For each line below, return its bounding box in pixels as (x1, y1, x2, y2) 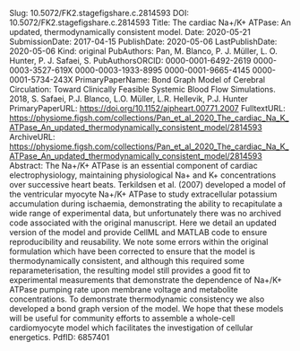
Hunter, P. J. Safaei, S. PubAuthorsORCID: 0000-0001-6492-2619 (9, 56, 252, 66)
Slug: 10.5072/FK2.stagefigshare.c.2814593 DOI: (9, 8, 190, 18)
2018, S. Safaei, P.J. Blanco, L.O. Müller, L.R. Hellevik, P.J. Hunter (9, 93, 249, 104)
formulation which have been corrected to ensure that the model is (9, 246, 256, 257)
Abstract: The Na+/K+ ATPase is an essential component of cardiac (9, 161, 258, 171)
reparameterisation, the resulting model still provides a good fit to (9, 265, 251, 276)
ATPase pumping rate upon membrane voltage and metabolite (9, 285, 239, 294)
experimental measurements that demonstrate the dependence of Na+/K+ (9, 275, 283, 285)
